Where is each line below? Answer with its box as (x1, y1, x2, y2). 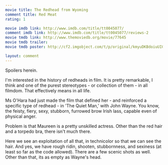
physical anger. (5, 113, 36, 119)
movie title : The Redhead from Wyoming (5, 7, 88, 13)
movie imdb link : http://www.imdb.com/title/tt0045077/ (5, 26, 124, 31)
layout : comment (5, 53, 39, 58)
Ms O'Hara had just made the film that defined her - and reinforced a (5, 97, 147, 103)
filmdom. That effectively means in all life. (5, 87, 91, 93)
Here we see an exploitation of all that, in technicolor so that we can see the (5, 138, 161, 144)
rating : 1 (5, 17, 26, 22)
